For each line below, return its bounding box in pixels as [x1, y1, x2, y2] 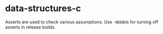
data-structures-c [5, 3, 81, 14]
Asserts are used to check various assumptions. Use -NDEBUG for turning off [5, 19, 159, 25]
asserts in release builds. [5, 24, 56, 30]
